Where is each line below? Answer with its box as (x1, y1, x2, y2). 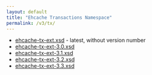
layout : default (6, 8, 47, 15)
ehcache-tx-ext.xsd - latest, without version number (15, 37, 146, 44)
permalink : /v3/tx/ (6, 20, 56, 26)
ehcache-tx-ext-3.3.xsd (15, 62, 74, 70)
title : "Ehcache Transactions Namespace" (6, 15, 113, 21)
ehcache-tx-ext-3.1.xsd (15, 50, 74, 57)
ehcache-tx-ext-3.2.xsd (15, 56, 75, 64)
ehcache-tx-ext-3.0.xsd (15, 43, 74, 50)
